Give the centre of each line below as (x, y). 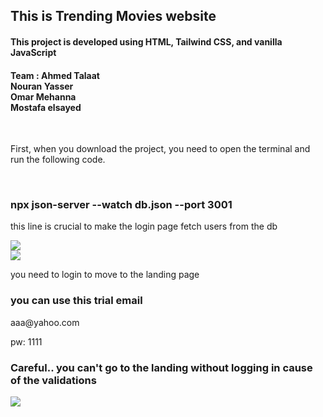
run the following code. (58, 160)
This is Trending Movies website (113, 16)
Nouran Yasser (42, 86)
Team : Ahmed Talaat (55, 75)
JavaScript (33, 52)
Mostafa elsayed (46, 107)
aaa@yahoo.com (45, 322)
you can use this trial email (76, 301)
